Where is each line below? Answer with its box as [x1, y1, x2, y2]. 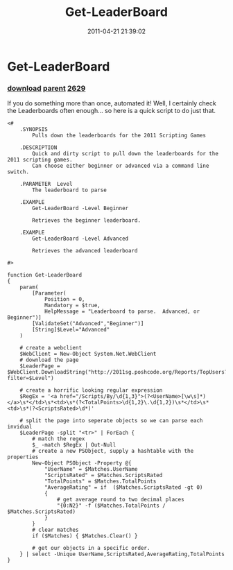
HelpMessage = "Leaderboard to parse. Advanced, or [44, 308, 200, 316]
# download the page [19, 356, 79, 364]
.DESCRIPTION [19, 144, 58, 151]
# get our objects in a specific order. [32, 545, 150, 552]
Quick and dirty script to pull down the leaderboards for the [32, 150, 218, 157]
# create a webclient [19, 345, 82, 352]
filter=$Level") [7, 375, 54, 382]
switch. [7, 169, 30, 175]
